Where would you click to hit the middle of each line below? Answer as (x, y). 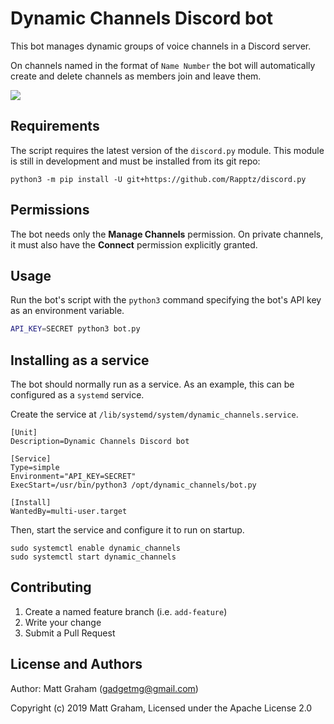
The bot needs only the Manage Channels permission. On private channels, (167, 234)
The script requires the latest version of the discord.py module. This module (167, 150)
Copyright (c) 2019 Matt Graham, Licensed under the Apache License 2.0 (161, 708)
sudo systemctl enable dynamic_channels (96, 548)
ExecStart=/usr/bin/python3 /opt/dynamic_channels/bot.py (133, 485)
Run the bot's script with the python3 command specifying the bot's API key (166, 300)
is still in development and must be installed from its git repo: (135, 161)
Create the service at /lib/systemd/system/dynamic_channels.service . (154, 414)
